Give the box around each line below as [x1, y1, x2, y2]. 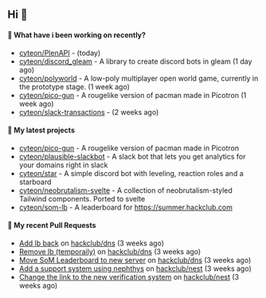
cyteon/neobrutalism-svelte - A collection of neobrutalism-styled [18, 185, 233, 195]
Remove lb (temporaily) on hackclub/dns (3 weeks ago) [18, 247, 201, 256]
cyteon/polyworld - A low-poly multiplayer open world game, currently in [18, 73, 259, 83]
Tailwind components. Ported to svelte [18, 194, 146, 203]
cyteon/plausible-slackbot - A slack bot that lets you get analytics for [18, 151, 246, 161]
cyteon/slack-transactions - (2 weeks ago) [18, 107, 159, 116]
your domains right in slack [18, 160, 108, 170]
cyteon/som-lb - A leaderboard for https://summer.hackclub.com [18, 202, 233, 212]
